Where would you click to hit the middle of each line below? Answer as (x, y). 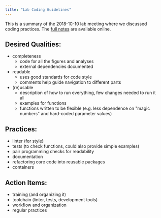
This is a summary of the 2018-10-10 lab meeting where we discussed (76, 24)
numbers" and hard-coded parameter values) (66, 114)
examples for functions (43, 103)
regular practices (30, 210)
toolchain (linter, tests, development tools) (55, 200)
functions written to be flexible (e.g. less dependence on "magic (85, 108)
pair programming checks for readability (53, 152)
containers (23, 167)
